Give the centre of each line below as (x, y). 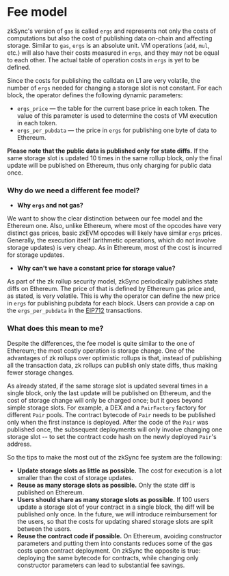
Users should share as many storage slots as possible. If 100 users (113, 499)
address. (19, 444)
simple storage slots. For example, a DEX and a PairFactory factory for (107, 408)
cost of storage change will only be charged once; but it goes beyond (105, 400)
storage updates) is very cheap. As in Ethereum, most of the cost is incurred (114, 248)
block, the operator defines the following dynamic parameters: (95, 95)
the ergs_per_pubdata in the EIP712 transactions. (75, 311)
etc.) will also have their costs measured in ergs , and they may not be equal (113, 53)
